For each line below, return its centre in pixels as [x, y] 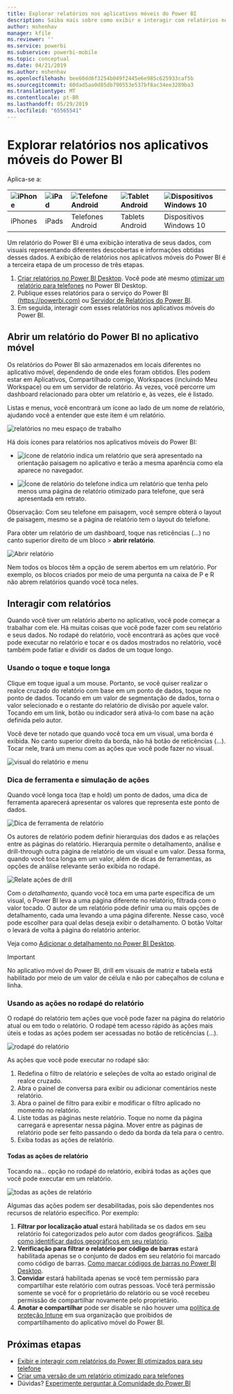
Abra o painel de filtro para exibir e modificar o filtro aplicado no [109, 1103]
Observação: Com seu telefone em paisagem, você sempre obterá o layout [114, 512]
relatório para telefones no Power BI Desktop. [82, 285]
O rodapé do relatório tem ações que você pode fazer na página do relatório [116, 1019]
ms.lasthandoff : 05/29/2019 [48, 104]
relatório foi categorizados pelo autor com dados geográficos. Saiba [115, 1234]
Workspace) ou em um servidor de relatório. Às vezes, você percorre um [111, 387]
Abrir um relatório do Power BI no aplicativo [103, 337]
